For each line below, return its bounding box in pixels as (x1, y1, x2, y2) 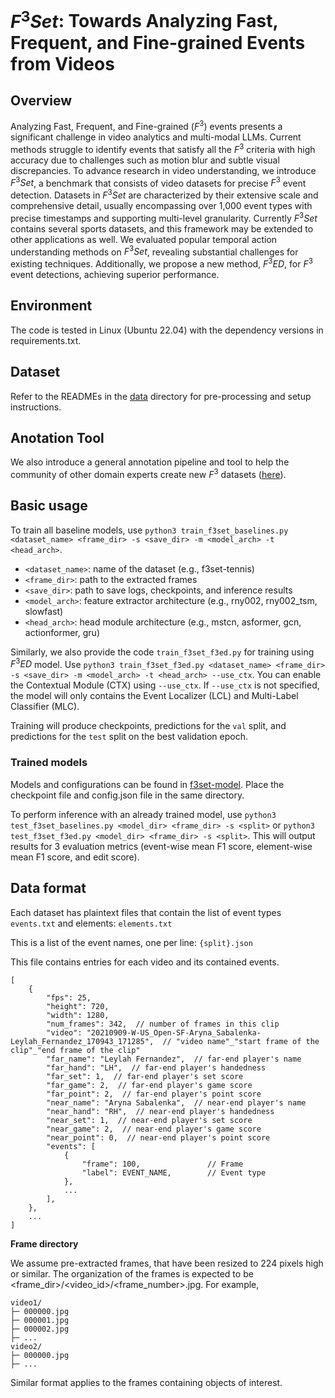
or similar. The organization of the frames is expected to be (10, 1267, 254, 1280)
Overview (10, 92, 73, 109)
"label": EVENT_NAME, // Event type (81, 1167, 267, 1178)
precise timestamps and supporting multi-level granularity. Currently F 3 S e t (10, 210, 318, 224)
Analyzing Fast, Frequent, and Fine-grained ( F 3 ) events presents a (10, 119, 283, 132)
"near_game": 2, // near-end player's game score (46, 1124, 262, 1134)
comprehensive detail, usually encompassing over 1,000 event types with (10, 199, 313, 211)
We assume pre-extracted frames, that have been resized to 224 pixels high (10, 1257, 324, 1269)
